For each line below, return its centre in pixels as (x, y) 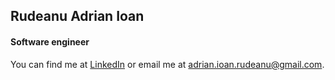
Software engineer (50, 41)
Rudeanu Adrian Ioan (77, 16)
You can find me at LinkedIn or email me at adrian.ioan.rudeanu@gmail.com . (167, 64)
